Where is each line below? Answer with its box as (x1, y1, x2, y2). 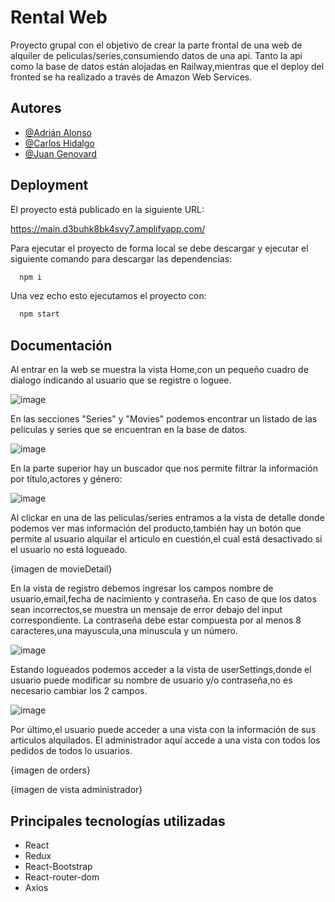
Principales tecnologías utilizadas (10, 812, 226, 830)
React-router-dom (24, 871, 100, 883)
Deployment (10, 177, 89, 194)
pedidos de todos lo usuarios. (10, 745, 133, 757)
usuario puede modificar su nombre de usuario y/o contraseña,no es (10, 674, 293, 686)
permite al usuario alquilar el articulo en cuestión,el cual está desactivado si (10, 533, 323, 545)
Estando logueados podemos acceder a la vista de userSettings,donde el (10, 664, 312, 676)
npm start (19, 309, 60, 320)
